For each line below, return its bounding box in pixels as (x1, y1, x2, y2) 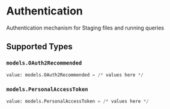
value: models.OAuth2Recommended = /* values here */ (6, 72, 144, 78)
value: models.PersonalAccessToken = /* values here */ (6, 98, 149, 104)
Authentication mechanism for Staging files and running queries (6, 24, 164, 31)
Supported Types (6, 42, 73, 52)
